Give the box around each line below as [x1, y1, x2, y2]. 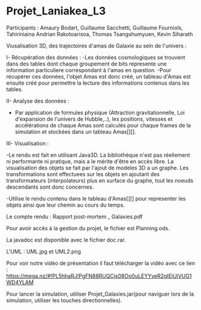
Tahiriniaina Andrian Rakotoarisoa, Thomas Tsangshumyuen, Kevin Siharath [6, 30, 193, 37]
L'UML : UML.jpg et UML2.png [6, 248, 81, 255]
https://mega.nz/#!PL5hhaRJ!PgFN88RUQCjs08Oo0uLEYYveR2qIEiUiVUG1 [6, 272, 192, 279]
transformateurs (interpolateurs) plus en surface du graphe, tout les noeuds [6, 177, 194, 184]
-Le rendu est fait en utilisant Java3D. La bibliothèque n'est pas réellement [6, 151, 190, 159]
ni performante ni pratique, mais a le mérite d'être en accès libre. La [6, 157, 174, 165]
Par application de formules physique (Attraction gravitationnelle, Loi [14, 109, 185, 116]
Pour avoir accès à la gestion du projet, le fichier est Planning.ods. [6, 224, 170, 232]
